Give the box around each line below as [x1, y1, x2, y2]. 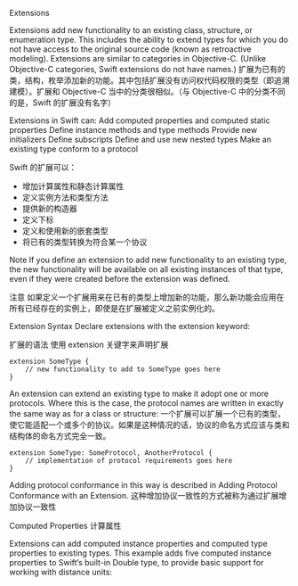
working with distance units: [9, 566, 113, 577]
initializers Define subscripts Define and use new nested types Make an [9, 134, 271, 144]
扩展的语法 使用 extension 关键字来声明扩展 [9, 339, 169, 350]
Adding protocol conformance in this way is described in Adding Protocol [9, 480, 278, 490]
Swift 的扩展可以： [9, 162, 77, 172]
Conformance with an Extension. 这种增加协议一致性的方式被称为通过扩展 [9, 491, 279, 500]
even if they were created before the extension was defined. [9, 274, 230, 284]
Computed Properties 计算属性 [9, 521, 122, 531]
